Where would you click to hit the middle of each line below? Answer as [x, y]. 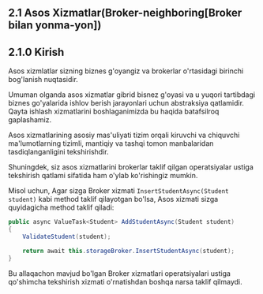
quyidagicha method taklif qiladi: [61, 207]
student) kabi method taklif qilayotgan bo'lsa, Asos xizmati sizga [113, 199]
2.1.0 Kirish [36, 52]
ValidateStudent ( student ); [67, 236]
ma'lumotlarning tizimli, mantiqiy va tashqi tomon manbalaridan [111, 143]
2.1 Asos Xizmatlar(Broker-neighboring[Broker [125, 13]
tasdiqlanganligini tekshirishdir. [58, 152]
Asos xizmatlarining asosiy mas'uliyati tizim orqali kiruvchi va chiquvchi [124, 135]
